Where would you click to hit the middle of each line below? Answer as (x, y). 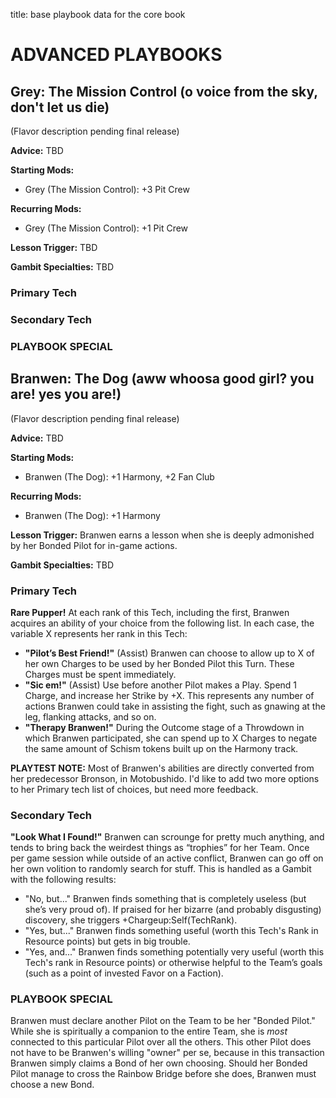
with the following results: (63, 880)
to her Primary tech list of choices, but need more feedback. (134, 789)
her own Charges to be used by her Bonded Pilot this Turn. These (159, 663)
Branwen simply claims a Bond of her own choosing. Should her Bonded (159, 1063)
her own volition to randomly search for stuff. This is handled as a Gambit (161, 869)
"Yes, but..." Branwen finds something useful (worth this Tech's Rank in (171, 931)
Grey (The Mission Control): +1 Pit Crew (106, 228)
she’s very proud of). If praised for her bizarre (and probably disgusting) (173, 910)
